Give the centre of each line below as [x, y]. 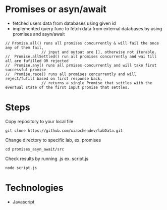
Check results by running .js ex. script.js [47, 159]
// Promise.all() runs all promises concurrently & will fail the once [82, 43]
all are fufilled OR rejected [37, 61]
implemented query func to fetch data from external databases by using [87, 28]
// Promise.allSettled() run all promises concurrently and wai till [81, 57]
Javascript [23, 202]
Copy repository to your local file [39, 121]
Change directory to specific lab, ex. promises [53, 140]
